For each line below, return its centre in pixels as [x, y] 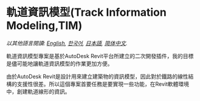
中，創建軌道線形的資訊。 [38, 91]
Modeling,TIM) [44, 26]
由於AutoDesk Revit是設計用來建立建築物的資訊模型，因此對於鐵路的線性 [97, 76]
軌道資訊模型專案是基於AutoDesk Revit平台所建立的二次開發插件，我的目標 [100, 56]
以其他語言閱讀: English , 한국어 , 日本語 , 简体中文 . [67, 43]
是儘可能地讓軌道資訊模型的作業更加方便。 [60, 64]
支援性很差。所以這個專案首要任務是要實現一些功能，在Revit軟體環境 [103, 84]
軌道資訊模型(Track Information [87, 12]
